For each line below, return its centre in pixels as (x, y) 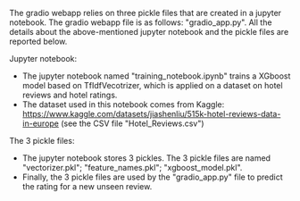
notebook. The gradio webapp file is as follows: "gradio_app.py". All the (141, 22)
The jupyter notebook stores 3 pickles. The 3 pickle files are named (146, 158)
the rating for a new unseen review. (87, 186)
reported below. (38, 41)
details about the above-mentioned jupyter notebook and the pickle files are (149, 32)
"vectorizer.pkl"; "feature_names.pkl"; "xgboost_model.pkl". (132, 167)
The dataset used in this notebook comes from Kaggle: (123, 105)
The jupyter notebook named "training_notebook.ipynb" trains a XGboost (156, 76)
